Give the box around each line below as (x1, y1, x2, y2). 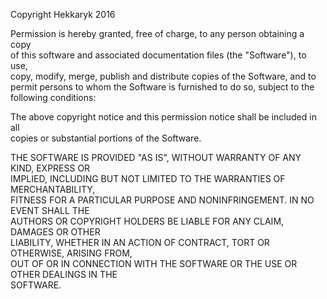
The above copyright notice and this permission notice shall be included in (10, 111, 317, 123)
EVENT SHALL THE (10, 205, 90, 216)
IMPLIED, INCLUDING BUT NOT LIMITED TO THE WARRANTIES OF (10, 173, 286, 184)
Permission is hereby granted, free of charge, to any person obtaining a (10, 28, 305, 39)
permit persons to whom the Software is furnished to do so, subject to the (10, 81, 315, 93)
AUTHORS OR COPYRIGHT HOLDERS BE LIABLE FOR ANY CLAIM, (10, 215, 285, 227)
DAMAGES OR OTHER (10, 226, 101, 238)
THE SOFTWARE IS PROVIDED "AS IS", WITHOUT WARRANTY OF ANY (10, 152, 302, 163)
